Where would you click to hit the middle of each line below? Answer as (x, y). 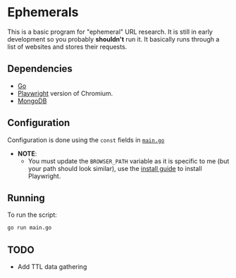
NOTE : (27, 153)
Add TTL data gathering (52, 267)
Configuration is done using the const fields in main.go (86, 140)
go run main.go (30, 228)
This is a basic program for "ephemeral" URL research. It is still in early (110, 32)
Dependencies (40, 69)
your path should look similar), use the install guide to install (115, 168)
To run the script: (32, 215)
